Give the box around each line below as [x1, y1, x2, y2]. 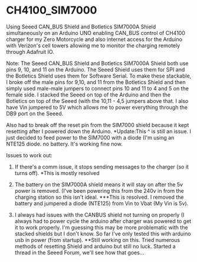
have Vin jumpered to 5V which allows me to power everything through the [6, 103, 188, 111]
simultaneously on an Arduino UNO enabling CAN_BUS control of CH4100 [6, 29, 186, 36]
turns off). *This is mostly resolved [14, 169, 100, 176]
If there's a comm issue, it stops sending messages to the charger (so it [14, 163, 189, 170]
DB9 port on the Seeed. [6, 110, 64, 117]
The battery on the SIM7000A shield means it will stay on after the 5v [14, 181, 183, 188]
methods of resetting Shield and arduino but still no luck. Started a [14, 242, 176, 250]
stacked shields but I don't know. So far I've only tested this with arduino [14, 230, 191, 237]
